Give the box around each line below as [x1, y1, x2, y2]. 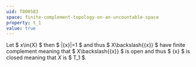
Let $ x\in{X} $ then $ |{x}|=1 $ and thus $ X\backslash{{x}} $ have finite [6, 42, 186, 49]
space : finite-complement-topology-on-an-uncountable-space [6, 14, 160, 20]
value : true [6, 25, 36, 31]
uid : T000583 [6, 8, 39, 15]
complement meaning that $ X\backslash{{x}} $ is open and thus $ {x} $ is [6, 48, 190, 55]
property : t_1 [6, 20, 42, 25]
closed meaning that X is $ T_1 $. [6, 54, 87, 61]
